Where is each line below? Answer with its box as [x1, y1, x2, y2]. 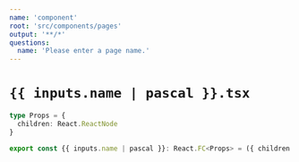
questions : [9, 38, 50, 47]
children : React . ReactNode [17, 119, 118, 128]
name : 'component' [9, 13, 78, 22]
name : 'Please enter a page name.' [17, 47, 150, 55]
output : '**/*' [9, 30, 66, 38]
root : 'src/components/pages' [9, 21, 123, 30]
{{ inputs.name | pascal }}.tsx [9, 85, 251, 102]
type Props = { [9, 111, 66, 121]
